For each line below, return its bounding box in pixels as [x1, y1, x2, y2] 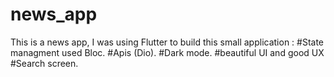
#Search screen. [10, 57, 79, 69]
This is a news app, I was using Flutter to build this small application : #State [10, 36, 325, 48]
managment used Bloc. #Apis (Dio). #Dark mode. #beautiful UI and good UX [10, 46, 325, 58]
